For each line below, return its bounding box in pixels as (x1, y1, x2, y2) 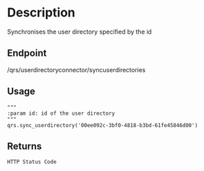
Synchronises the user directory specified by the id (7, 27, 152, 36)
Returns (7, 140, 43, 152)
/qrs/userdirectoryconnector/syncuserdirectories (7, 65, 146, 73)
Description (7, 5, 76, 21)
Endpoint (7, 47, 47, 59)
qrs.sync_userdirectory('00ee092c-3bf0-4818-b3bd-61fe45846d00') (7, 122, 198, 128)
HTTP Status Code (7, 159, 57, 166)
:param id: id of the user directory (7, 110, 115, 117)
